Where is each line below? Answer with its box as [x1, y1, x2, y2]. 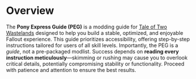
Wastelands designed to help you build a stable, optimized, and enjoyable [6, 29, 183, 36]
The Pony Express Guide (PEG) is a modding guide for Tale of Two [6, 23, 167, 30]
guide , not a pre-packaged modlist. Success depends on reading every [6, 48, 180, 55]
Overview [6, 4, 54, 17]
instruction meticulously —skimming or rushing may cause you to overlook [6, 54, 188, 61]
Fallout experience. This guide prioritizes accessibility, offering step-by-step [6, 35, 190, 42]
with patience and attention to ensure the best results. [6, 66, 136, 73]
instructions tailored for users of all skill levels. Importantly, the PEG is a [6, 42, 178, 49]
